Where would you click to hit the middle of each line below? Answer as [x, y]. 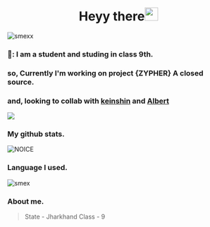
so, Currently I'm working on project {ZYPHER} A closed [105, 73]
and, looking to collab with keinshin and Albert [88, 101]
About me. [26, 201]
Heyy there [112, 17]
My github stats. [36, 134]
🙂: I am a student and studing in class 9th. [80, 54]
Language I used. [38, 168]
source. [21, 82]
